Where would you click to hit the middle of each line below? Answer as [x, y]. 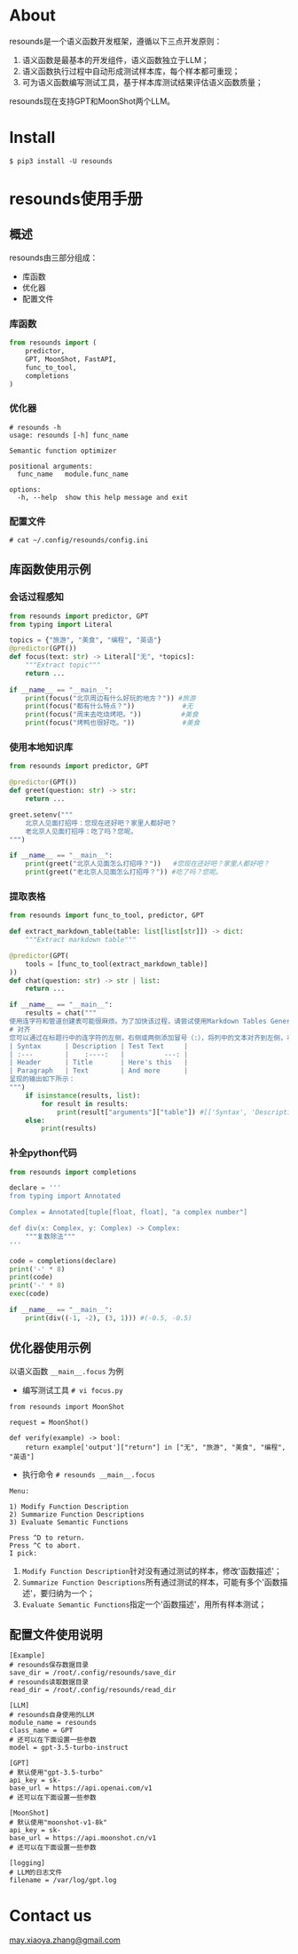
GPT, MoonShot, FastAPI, [71, 359]
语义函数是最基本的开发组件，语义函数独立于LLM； [116, 59]
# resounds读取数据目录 [49, 1682]
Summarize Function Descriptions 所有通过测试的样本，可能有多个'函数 [151, 1582]
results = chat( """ [61, 1013]
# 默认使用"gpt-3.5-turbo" [56, 1773]
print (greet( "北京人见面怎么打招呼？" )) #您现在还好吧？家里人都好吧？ [148, 864]
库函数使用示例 [50, 570]
